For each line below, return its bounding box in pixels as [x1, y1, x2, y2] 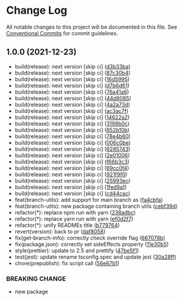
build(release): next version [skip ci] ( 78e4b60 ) [14, 133, 131, 140]
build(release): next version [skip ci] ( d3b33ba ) [14, 63, 131, 70]
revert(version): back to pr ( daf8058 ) [14, 228, 106, 235]
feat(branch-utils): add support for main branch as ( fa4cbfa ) [14, 196, 163, 203]
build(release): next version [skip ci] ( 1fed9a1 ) [14, 183, 127, 191]
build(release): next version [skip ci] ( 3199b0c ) [14, 120, 130, 127]
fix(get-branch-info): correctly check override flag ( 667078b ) [14, 234, 166, 241]
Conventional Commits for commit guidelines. [6, 29, 118, 36]
